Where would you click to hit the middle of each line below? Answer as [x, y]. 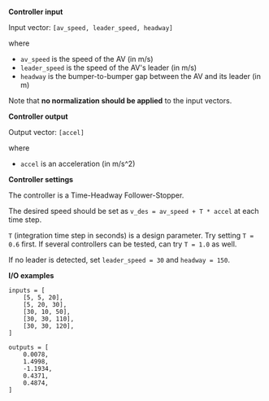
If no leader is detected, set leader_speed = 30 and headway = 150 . [119, 260]
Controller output [38, 116]
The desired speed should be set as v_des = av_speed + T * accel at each [134, 211]
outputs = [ [28, 347]
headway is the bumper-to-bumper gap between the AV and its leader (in [141, 76]
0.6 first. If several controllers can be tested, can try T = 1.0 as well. [123, 244]
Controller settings [41, 179]
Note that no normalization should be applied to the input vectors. [120, 100]
